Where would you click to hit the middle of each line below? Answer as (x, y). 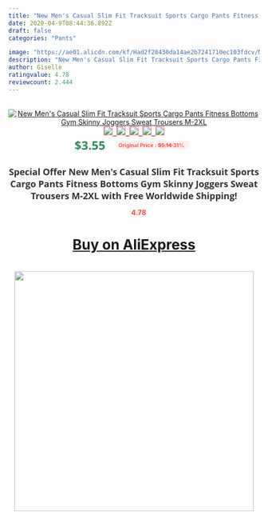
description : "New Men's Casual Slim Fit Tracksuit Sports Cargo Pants (130, 60)
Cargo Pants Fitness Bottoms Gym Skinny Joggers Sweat (134, 184)
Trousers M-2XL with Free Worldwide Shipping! (134, 196)
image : (19, 53)
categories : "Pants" (43, 38)
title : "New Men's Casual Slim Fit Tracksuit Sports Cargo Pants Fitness (134, 16)
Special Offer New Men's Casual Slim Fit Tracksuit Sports (134, 172)
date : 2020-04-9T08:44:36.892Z (60, 23)
